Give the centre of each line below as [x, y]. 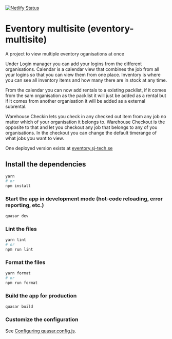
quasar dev [17, 216]
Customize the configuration [42, 319]
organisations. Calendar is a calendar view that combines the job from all [82, 69]
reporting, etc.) [25, 205]
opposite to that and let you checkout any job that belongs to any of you [81, 127]
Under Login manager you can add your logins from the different [74, 64]
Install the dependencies [46, 164]
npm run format [22, 282]
